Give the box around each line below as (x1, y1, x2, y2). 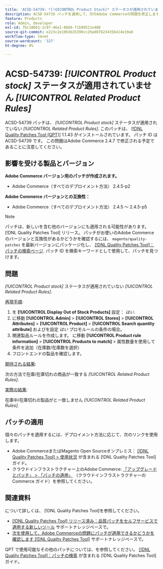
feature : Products (5, 16, 42, 21)
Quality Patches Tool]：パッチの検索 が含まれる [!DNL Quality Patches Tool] (5, 553, 157, 558)
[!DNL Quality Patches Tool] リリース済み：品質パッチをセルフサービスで (12, 518, 158, 524)
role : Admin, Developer (5, 20, 53, 26)
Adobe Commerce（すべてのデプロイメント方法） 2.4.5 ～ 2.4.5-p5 (12, 204, 147, 210)
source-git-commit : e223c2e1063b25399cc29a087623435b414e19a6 (5, 30, 133, 34)
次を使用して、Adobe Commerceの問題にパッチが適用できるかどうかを (12, 530, 155, 536)
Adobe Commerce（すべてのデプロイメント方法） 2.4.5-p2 (12, 183, 130, 189)
